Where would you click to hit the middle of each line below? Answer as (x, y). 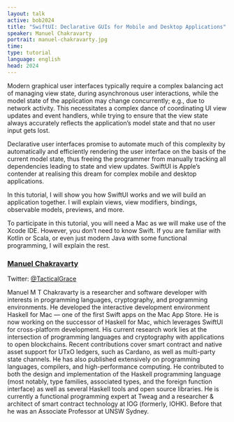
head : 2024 (23, 66)
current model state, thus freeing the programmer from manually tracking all (117, 159)
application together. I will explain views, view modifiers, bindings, (102, 202)
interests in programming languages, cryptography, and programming (108, 300)
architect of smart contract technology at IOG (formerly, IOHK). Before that (115, 404)
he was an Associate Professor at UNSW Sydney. (78, 411)
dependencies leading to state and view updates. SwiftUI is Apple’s (104, 166)
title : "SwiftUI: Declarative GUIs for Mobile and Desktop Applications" (117, 27)
